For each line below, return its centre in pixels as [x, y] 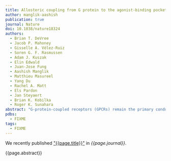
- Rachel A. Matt [28, 86]
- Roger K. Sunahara [32, 105]
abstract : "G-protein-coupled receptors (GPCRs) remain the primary [79, 110]
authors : [15, 34]
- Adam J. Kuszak [28, 57]
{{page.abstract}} [24, 153]
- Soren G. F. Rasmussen [36, 52]
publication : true [25, 19]
